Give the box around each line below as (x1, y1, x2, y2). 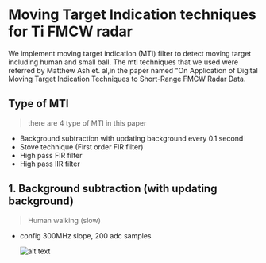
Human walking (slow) (27, 215, 101, 225)
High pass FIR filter (19, 150, 83, 160)
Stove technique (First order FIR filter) (19, 141, 144, 152)
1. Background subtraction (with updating (8, 182, 218, 195)
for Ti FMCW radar (8, 22, 133, 41)
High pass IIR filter (19, 159, 81, 168)
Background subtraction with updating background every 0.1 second (19, 133, 244, 143)
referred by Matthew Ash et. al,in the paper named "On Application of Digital (8, 65, 258, 75)
